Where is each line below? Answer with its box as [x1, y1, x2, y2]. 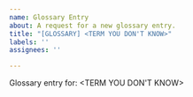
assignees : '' [9, 46, 62, 55]
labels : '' [9, 37, 50, 47]
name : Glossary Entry [9, 12, 89, 22]
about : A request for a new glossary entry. [9, 21, 176, 30]
